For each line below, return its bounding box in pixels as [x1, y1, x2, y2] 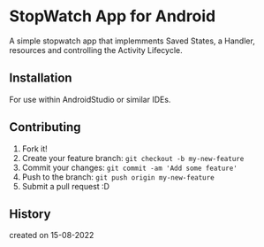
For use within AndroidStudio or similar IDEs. [9, 94, 171, 104]
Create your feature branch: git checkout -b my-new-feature [21, 152, 245, 163]
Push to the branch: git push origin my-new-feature [21, 171, 215, 182]
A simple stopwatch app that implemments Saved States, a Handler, [9, 35, 256, 46]
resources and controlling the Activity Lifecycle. [9, 44, 183, 55]
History [9, 206, 51, 221]
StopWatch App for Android [9, 6, 216, 27]
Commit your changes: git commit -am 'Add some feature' [21, 162, 238, 173]
